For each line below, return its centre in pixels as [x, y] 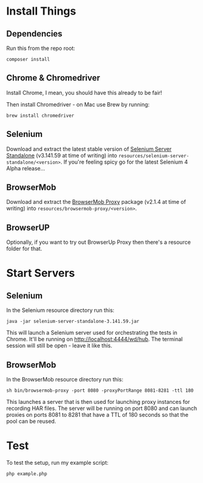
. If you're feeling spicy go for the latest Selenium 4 [124, 162]
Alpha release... [26, 168]
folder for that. [24, 249]
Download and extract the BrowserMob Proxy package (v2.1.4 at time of [96, 202]
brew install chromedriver [40, 116]
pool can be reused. [31, 422]
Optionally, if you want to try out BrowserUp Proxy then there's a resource [98, 242]
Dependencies [34, 34]
